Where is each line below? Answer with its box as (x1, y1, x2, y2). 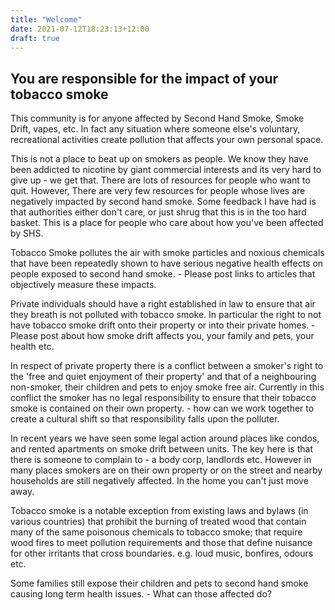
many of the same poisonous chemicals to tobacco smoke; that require (10, 526, 303, 538)
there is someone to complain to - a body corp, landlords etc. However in (10, 454, 312, 466)
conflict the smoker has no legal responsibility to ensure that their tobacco (10, 392, 317, 404)
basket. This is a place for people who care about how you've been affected (10, 217, 324, 229)
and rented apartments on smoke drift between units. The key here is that (10, 443, 313, 455)
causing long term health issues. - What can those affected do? (10, 588, 272, 600)
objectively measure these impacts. (10, 279, 157, 291)
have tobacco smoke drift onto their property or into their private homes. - (10, 319, 316, 331)
